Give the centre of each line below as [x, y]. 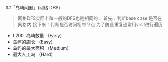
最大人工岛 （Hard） [34, 54]
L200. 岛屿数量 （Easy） [38, 35]
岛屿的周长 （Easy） [34, 42]
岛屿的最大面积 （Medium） [42, 48]
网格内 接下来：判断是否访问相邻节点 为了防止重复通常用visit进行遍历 [90, 25]
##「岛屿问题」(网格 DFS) [33, 7]
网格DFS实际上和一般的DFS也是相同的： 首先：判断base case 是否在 [90, 18]
